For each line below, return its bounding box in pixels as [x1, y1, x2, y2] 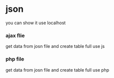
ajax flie [5, 32, 25, 39]
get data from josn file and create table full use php [5, 67, 110, 73]
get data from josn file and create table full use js [5, 43, 105, 49]
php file [5, 56, 24, 63]
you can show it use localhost [5, 20, 66, 26]
